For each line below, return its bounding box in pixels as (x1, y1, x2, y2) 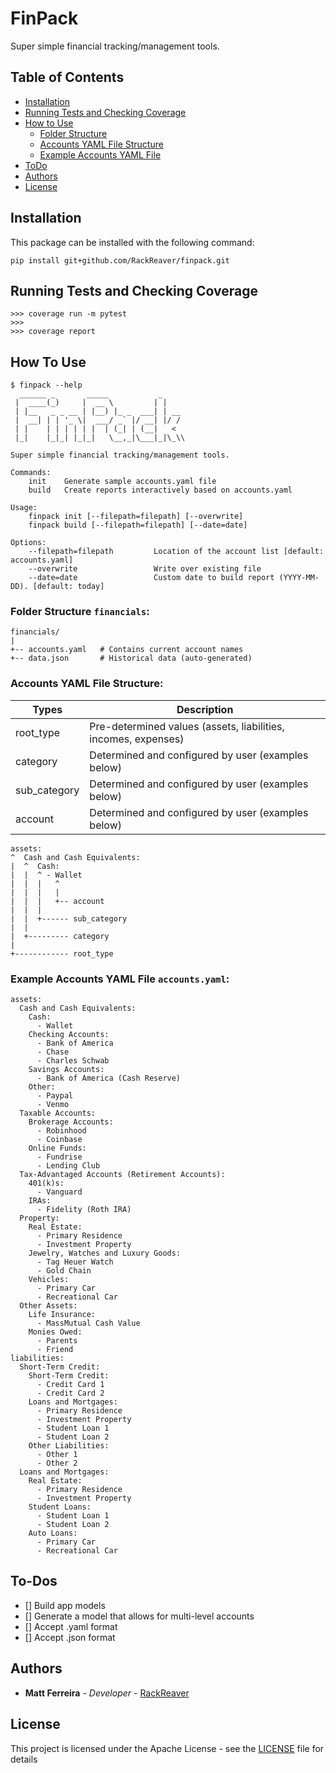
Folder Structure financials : (10, 605, 150, 619)
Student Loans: (28, 1502, 92, 1512)
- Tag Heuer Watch (36, 1257, 114, 1267)
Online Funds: (28, 1143, 87, 1154)
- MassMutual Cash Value (36, 1318, 141, 1329)
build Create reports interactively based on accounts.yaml (28, 485, 293, 496)
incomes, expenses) (89, 732, 185, 746)
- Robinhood (36, 1126, 87, 1136)
